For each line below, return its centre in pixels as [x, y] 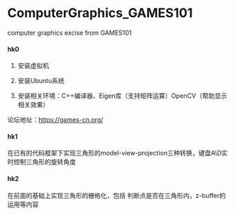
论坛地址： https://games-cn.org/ [55, 120]
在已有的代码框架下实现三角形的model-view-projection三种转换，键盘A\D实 [118, 153]
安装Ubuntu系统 [41, 81]
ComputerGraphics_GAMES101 [100, 13]
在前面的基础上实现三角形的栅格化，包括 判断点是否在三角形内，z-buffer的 [116, 195]
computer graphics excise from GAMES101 [70, 33]
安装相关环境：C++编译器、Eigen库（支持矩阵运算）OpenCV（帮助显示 [122, 96]
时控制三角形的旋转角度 [42, 162]
